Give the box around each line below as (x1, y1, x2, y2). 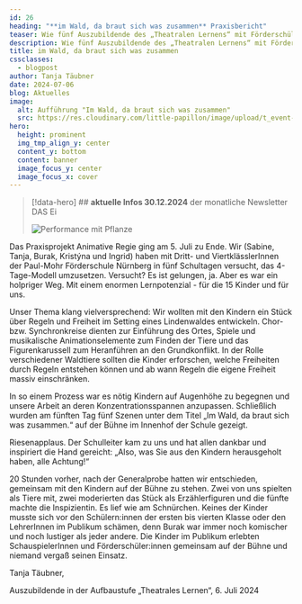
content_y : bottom (17, 147, 87, 156)
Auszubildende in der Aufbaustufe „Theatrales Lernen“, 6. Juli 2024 (9, 585, 260, 596)
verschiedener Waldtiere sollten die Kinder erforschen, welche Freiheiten (9, 355, 280, 365)
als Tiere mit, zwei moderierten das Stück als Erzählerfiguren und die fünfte (9, 492, 289, 504)
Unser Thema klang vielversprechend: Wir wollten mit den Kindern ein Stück (9, 307, 292, 318)
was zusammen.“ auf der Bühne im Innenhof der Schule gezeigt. (9, 419, 249, 430)
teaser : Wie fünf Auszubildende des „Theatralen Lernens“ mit (9, 30, 247, 39)
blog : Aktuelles (9, 88, 70, 97)
